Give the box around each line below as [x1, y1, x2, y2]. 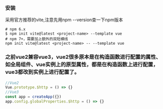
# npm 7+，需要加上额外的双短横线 [5, 37, 68, 42]
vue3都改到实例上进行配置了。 [5, 69, 80, 76]
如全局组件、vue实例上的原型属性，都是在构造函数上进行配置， [5, 61, 158, 68]
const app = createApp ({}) [5, 94, 62, 99]
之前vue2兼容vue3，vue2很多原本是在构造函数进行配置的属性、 [5, 54, 161, 61]
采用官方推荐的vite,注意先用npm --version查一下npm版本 [5, 17, 123, 23]
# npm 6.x [5, 27, 26, 32]
